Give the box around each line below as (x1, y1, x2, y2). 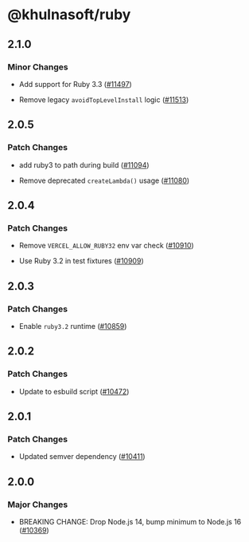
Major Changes (7, 499, 68, 510)
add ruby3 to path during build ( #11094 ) (18, 160, 150, 169)
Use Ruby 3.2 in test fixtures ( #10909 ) (18, 256, 144, 266)
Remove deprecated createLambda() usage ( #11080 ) (18, 176, 190, 185)
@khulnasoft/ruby (7, 6, 131, 24)
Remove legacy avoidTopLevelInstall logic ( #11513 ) (18, 94, 189, 105)
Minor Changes (7, 61, 68, 73)
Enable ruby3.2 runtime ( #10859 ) (18, 321, 127, 330)
